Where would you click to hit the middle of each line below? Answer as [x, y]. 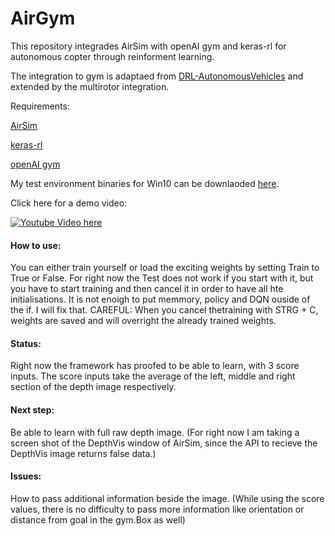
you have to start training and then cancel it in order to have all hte [147, 289]
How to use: [36, 245]
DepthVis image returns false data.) [83, 453]
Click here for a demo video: [69, 203]
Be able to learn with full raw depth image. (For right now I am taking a [155, 432]
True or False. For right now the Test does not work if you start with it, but [162, 278]
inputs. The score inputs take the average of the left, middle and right [153, 376]
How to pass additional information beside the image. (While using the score [167, 498]
